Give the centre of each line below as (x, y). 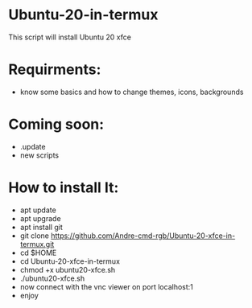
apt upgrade (41, 218)
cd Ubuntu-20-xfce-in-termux (70, 261)
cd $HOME (38, 253)
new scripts (39, 155)
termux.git (37, 244)
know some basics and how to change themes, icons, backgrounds (132, 92)
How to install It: (64, 187)
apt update (38, 210)
